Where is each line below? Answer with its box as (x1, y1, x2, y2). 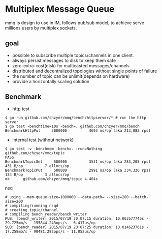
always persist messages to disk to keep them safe (12, 58, 116, 63)
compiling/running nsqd (9, 203, 58, 208)
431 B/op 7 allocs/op (5, 163, 69, 168)
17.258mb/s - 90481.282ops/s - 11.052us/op (5, 229, 96, 234)
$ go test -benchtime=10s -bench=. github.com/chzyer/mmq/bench (5, 124, 140, 129)
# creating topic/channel (5, 208, 58, 212)
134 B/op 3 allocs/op (5, 172, 69, 177)
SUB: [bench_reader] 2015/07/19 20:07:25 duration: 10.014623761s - (5, 225, 149, 230)
